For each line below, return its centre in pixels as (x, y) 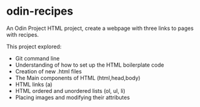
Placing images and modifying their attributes (72, 97)
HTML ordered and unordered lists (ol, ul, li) (70, 90)
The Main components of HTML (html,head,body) (78, 78)
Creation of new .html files (48, 71)
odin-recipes (40, 11)
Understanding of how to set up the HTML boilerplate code (90, 65)
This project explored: (34, 46)
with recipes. (23, 34)
